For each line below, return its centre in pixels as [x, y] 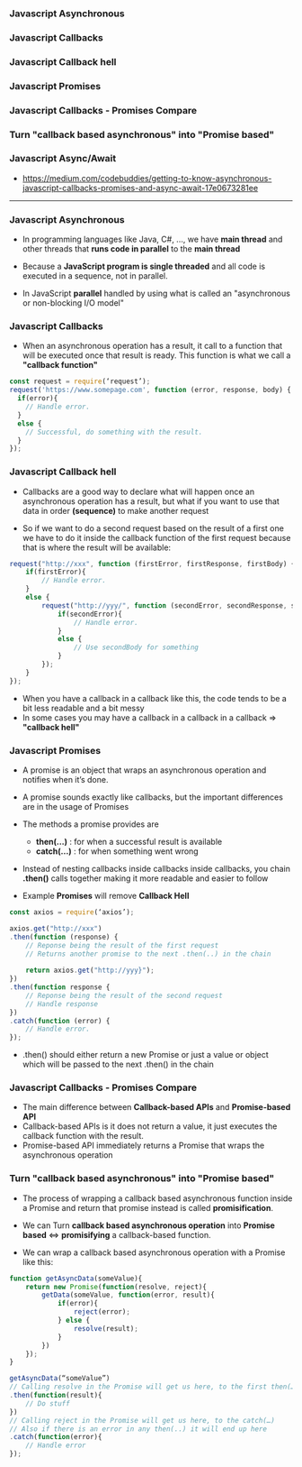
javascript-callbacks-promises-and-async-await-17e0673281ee [140, 188]
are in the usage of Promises [75, 807]
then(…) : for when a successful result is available [129, 842]
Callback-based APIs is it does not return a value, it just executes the [150, 1126]
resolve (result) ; [106, 1328]
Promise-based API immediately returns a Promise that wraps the [143, 1146]
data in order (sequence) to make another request [115, 510]
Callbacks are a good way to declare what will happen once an [138, 491]
